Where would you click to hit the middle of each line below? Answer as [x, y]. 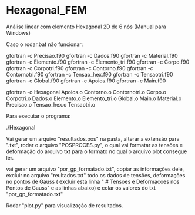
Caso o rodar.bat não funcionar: [45, 44]
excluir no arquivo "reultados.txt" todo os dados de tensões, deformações [96, 175]
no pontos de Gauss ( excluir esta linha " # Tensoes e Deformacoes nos [93, 181]
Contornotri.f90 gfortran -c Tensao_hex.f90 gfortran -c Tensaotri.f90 [90, 74]
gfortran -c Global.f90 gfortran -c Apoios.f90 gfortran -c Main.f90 [86, 81]
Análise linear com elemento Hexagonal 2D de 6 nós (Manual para [86, 27]
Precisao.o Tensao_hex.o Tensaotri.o [51, 104]
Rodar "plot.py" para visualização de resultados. [65, 205]
